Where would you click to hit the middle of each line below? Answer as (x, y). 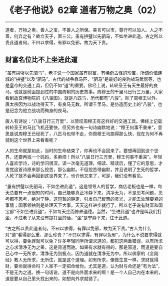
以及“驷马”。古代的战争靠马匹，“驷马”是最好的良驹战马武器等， (92, 79)
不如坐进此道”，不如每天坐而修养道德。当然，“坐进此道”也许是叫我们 (86, 211)
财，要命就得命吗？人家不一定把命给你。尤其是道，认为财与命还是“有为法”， (84, 266)
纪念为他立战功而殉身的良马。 (40, 110)
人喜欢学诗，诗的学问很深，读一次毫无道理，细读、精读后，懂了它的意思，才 (84, 163)
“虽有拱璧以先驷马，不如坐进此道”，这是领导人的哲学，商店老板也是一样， (82, 186)
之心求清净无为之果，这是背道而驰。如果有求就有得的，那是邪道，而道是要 (82, 247)
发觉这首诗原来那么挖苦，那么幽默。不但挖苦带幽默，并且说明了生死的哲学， (84, 169)
